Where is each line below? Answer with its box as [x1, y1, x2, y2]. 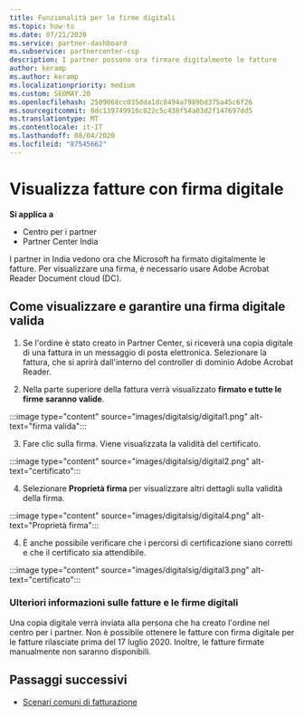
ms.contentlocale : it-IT [9, 123, 103, 132]
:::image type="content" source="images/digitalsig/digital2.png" [9, 455, 251, 467]
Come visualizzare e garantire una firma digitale [9, 299, 286, 314]
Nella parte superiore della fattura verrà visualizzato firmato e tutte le [22, 383, 282, 394]
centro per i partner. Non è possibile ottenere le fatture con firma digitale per [9, 626, 295, 637]
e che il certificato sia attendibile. [22, 547, 147, 557]
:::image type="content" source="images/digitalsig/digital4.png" [9, 509, 251, 521]
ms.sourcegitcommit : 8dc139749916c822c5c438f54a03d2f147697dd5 [9, 106, 253, 115]
